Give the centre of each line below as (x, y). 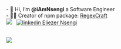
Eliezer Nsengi (60, 22)
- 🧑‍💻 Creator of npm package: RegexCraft (57, 15)
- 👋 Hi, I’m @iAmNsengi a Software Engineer (60, 9)
